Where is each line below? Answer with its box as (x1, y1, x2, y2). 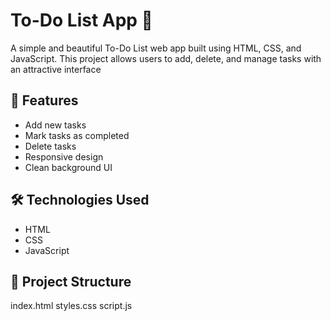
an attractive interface (10, 63, 102, 75)
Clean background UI (24, 161, 113, 173)
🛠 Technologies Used (10, 192, 150, 209)
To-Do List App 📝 (10, 9, 153, 32)
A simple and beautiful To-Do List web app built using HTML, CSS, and (10, 42, 302, 54)
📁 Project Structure (10, 273, 132, 290)
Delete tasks (24, 140, 77, 152)
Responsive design (24, 150, 104, 163)
